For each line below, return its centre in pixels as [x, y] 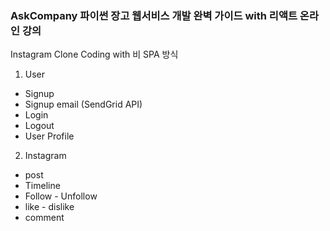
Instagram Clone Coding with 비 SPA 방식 [94, 54]
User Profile [49, 136]
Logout [39, 126]
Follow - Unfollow [61, 196]
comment [44, 218]
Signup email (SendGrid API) [83, 104]
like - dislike [49, 207]
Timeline [42, 186]
